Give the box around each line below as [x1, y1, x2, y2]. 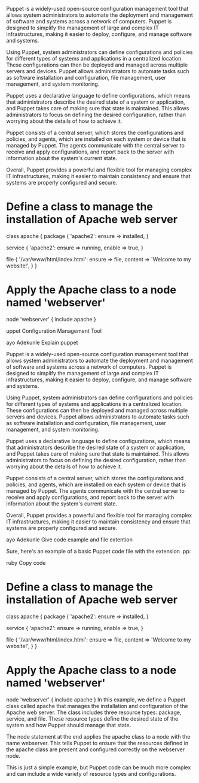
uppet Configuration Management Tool [6, 327, 102, 335]
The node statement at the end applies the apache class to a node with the [6, 733, 191, 740]
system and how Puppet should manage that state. [6, 721, 131, 728]
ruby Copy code [6, 559, 46, 566]
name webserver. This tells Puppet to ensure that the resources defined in [6, 739, 189, 746]
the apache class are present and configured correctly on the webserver [6, 746, 185, 753]
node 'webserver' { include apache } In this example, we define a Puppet [6, 695, 186, 703]
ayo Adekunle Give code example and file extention [6, 536, 133, 543]
